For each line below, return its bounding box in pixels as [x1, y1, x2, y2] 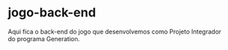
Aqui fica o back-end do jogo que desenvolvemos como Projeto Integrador [8, 27, 222, 36]
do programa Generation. [8, 34, 80, 42]
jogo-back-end [8, 5, 96, 21]
